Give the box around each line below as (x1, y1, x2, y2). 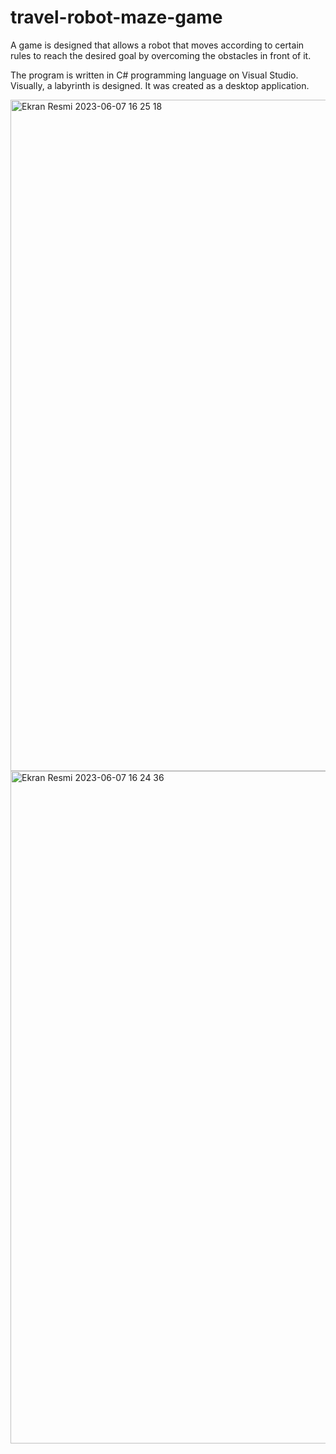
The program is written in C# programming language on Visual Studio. (10, 69, 299, 81)
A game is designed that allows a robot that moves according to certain (10, 39, 305, 51)
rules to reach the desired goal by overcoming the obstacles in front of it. (10, 49, 312, 61)
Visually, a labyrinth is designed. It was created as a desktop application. (10, 79, 310, 91)
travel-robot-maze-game (10, 6, 223, 29)
